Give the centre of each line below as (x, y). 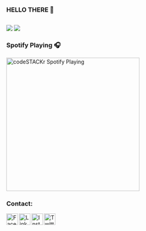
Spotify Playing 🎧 (33, 45)
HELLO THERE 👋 (30, 10)
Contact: (19, 204)
